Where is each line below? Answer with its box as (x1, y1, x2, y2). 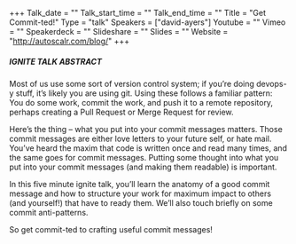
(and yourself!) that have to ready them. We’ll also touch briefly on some (9, 197, 273, 208)
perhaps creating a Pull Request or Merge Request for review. (9, 106, 234, 117)
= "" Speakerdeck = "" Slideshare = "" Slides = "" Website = (9, 27, 229, 36)
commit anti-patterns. (9, 207, 89, 217)
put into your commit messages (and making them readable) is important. (9, 161, 277, 172)
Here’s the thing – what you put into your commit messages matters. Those (9, 123, 284, 134)
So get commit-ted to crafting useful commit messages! (9, 224, 213, 234)
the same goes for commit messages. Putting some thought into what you (9, 152, 279, 162)
